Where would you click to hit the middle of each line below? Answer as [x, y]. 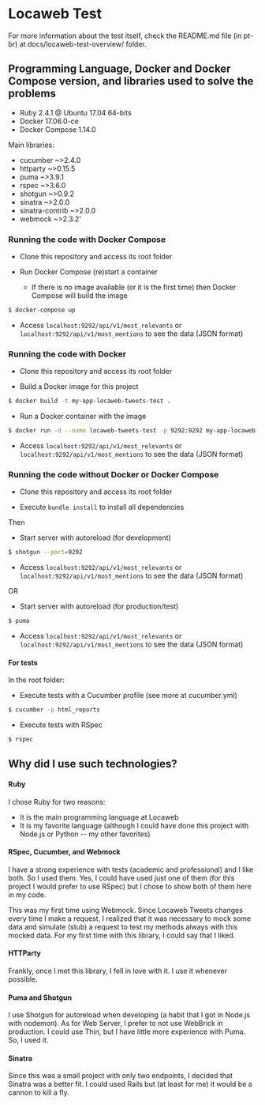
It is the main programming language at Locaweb [99, 817]
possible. [23, 979]
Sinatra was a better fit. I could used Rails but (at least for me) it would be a [130, 1084]
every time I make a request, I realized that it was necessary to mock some [129, 918]
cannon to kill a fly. [39, 1092]
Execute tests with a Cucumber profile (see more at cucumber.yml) [129, 696]
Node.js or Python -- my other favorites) [85, 834]
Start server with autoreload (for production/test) [99, 606]
